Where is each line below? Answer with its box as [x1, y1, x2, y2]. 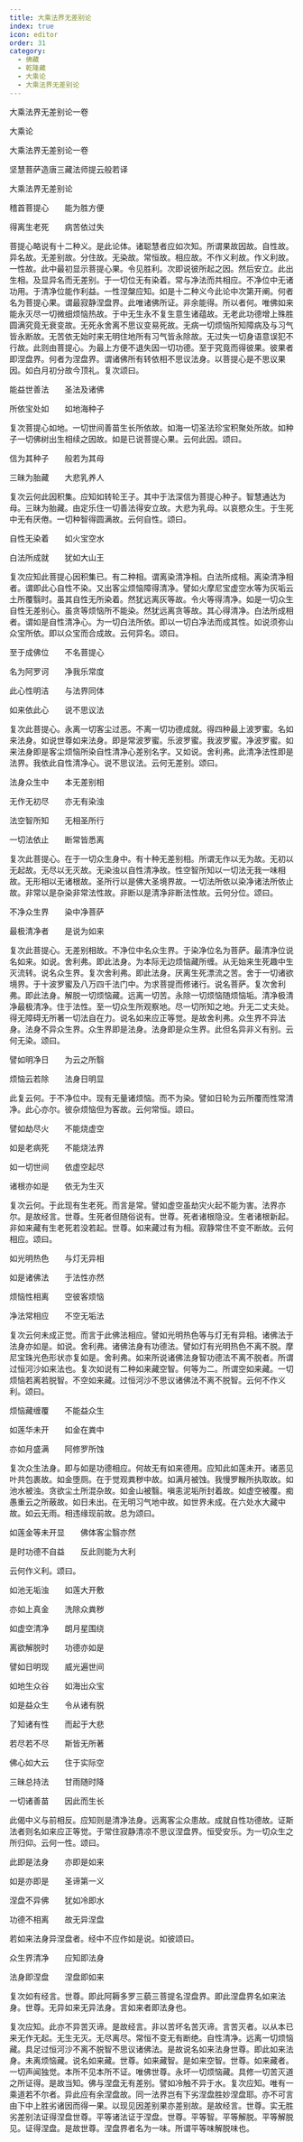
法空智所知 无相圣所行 [9, 814, 105, 826]
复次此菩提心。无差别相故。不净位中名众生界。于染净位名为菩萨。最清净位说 [9, 944, 294, 955]
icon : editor [9, 30, 59, 39]
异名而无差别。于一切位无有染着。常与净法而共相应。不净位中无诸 [48, 274, 294, 285]
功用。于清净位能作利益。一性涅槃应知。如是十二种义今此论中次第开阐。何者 [9, 285, 294, 296]
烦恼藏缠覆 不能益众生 [9, 1405, 105, 1415]
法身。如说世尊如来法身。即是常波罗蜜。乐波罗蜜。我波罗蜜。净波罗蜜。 [16, 735, 286, 746]
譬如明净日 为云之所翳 [9, 1053, 105, 1065]
